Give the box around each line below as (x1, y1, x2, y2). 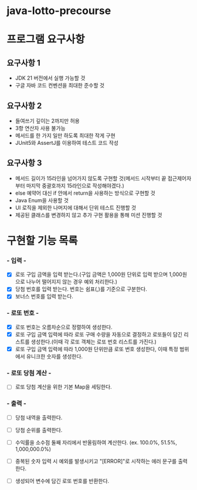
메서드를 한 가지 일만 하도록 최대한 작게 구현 (15, 132, 116, 139)
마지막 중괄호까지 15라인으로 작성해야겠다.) (26, 182, 125, 189)
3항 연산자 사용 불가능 (15, 125, 66, 131)
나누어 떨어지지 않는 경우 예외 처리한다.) (26, 278, 118, 285)
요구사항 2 (6, 101, 42, 111)
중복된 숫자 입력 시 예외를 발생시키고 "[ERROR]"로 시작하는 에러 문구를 (15, 457, 177, 464)
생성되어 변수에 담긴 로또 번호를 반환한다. (15, 477, 110, 484)
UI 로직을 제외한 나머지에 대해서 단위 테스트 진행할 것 (15, 204, 137, 211)
